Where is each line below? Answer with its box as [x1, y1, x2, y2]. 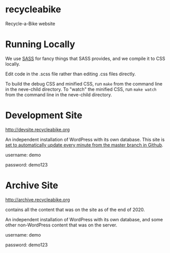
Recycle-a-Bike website [5, 20, 55, 27]
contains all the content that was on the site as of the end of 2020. [5, 206, 145, 213]
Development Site [5, 110, 83, 121]
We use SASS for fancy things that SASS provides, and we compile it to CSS [5, 55, 165, 61]
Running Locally [5, 38, 76, 50]
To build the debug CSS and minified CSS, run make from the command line [5, 80, 162, 87]
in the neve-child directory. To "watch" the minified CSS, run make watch [5, 86, 157, 92]
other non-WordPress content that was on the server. [5, 222, 117, 228]
